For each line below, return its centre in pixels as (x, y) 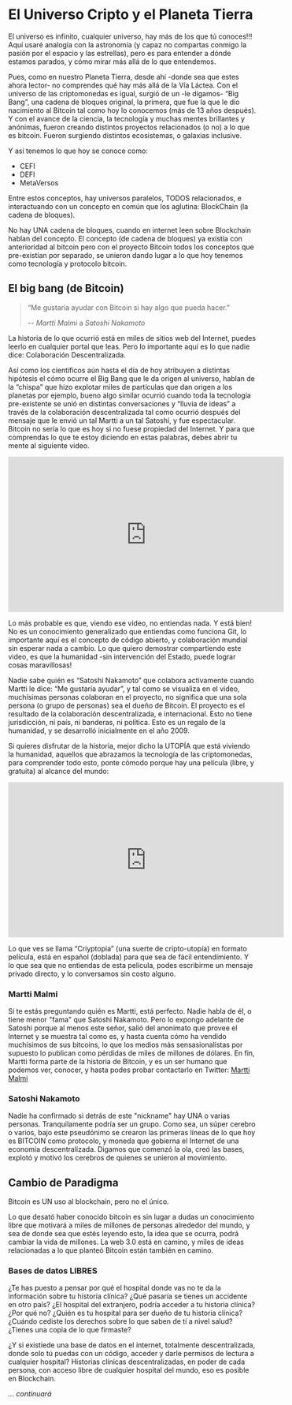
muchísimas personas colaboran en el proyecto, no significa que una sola (128, 697)
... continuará (30, 1394)
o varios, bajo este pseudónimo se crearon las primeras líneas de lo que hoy (132, 1133)
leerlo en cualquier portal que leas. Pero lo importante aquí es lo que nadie (129, 346)
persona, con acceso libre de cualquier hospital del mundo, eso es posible (129, 1370)
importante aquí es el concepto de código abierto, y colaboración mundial (128, 640)
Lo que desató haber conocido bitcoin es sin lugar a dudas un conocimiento (131, 1217)
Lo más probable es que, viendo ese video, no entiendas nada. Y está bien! (130, 623)
